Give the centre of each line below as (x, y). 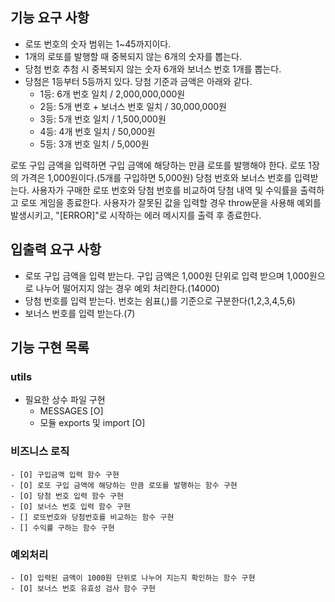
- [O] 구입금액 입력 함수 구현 (65, 474)
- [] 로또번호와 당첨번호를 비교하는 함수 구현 (92, 517)
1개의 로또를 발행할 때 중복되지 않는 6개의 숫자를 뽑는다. (133, 56)
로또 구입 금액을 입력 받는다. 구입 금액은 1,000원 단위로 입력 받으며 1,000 (167, 275)
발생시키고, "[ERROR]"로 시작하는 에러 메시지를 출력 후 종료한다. (136, 215)
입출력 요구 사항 (56, 249)
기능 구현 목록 (50, 348)
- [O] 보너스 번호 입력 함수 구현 (70, 506)
